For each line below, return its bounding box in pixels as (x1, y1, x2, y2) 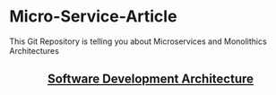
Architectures (9, 45, 60, 56)
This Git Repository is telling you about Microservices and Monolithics (9, 36, 267, 47)
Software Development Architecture (47, 72, 254, 87)
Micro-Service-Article (9, 6, 177, 27)
